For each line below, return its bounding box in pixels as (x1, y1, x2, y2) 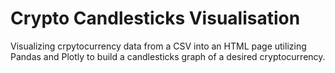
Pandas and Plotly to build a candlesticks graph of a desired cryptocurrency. (10, 50, 326, 62)
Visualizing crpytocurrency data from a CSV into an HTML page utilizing (10, 40, 307, 52)
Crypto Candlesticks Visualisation (10, 7, 301, 30)
